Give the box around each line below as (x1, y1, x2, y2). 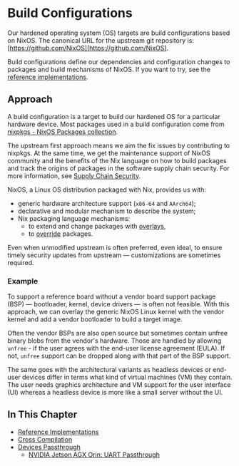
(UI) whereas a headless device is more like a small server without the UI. (7, 388, 223, 397)
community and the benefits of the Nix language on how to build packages (7, 156, 227, 165)
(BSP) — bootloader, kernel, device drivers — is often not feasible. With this (7, 300, 230, 309)
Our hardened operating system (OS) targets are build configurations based (7, 29, 230, 37)
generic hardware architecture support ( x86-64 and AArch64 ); (17, 199, 196, 207)
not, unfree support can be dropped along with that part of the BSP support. (7, 351, 231, 361)
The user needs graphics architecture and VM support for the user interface (7, 380, 231, 389)
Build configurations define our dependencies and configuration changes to (7, 57, 230, 66)
